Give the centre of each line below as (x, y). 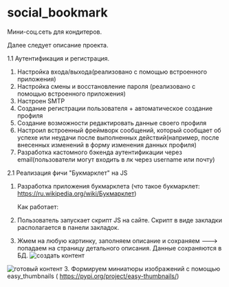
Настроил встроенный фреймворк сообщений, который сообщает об (119, 130)
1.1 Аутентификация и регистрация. (58, 58)
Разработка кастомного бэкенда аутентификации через (99, 152)
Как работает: (37, 206)
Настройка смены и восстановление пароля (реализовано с (106, 86)
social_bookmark (57, 13)
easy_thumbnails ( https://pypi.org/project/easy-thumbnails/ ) (93, 276)
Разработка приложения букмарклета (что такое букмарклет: (108, 186)
